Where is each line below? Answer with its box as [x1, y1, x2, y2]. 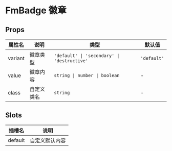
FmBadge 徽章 [5, 5, 67, 16]
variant [8, 55, 25, 62]
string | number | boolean [54, 72, 120, 78]
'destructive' [54, 58, 89, 64]
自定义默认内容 [30, 137, 66, 144]
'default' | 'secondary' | [54, 53, 120, 59]
